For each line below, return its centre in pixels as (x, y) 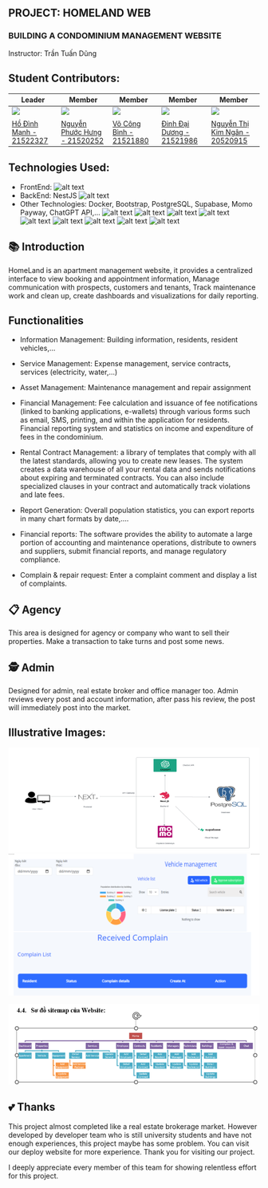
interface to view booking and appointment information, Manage (114, 278)
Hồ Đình (25, 124)
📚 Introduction (47, 247)
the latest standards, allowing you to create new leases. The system (131, 461)
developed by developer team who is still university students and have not (130, 1135)
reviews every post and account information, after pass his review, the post (132, 699)
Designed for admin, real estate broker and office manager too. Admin (124, 691)
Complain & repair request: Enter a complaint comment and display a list (138, 575)
